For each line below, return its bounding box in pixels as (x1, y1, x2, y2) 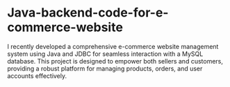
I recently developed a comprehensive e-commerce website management (7, 42, 219, 50)
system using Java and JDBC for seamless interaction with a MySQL (7, 50, 204, 58)
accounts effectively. (7, 71, 67, 80)
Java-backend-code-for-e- (7, 5, 169, 21)
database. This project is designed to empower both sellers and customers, (7, 57, 224, 65)
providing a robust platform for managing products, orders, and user (7, 64, 203, 72)
